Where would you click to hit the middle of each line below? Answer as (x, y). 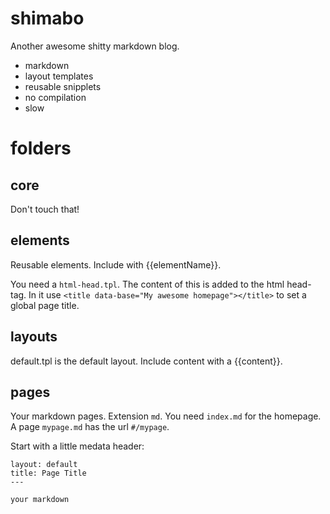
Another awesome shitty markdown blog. (95, 46)
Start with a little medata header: (77, 446)
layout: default (44, 465)
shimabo (47, 18)
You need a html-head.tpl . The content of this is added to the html (147, 284)
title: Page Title (48, 473)
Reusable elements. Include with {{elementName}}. (116, 264)
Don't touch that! (45, 209)
